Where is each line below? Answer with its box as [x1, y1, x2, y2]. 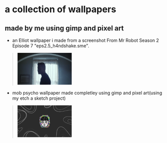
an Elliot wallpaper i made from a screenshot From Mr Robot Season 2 [12, 37, 159, 43]
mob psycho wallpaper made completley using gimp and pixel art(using [12, 90, 162, 96]
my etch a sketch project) [12, 95, 66, 101]
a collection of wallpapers [5, 4, 117, 15]
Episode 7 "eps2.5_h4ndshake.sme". [12, 43, 90, 49]
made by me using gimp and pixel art [5, 24, 124, 33]
